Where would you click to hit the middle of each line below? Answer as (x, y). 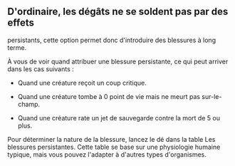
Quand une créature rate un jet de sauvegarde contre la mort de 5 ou (119, 118)
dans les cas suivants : (41, 69)
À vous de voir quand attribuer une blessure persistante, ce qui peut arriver (118, 61)
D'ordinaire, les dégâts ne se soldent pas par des (118, 12)
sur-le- (212, 96)
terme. (17, 47)
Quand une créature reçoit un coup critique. (82, 83)
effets (21, 23)
